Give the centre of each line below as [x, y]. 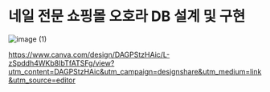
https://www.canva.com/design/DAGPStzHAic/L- [89, 54]
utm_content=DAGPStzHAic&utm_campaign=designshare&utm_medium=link [135, 71]
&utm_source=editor [42, 80]
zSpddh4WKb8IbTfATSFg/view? [61, 63]
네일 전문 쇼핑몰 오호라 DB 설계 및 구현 [127, 16]
